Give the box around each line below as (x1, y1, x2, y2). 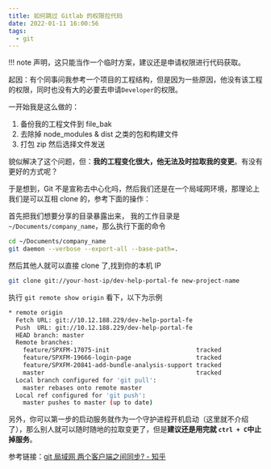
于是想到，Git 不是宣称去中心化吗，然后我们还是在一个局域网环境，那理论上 (8, 184, 261, 194)
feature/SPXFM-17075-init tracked (23, 346, 222, 354)
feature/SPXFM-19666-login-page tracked (23, 353, 222, 362)
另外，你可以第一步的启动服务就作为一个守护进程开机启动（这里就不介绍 (8, 414, 248, 425)
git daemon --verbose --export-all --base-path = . (8, 245, 179, 253)
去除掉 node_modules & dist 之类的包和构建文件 (19, 129, 179, 139)
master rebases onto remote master (23, 383, 143, 392)
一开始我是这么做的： (8, 102, 79, 112)
